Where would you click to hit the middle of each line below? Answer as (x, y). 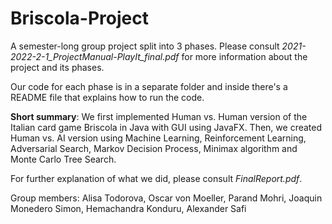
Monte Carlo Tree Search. (63, 159)
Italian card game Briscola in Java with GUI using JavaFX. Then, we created (166, 127)
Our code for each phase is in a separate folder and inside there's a (149, 86)
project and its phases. (57, 67)
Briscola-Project (79, 18)
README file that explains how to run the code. (107, 97)
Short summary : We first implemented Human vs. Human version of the (159, 116)
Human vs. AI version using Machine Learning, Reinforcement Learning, (158, 138)
